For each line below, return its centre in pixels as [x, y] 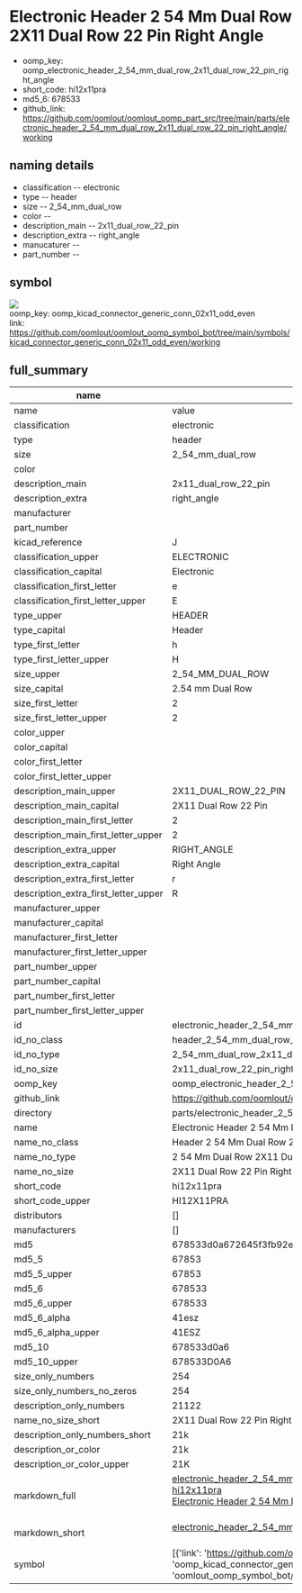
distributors [38, 1216]
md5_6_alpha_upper [57, 1333]
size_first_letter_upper [61, 718]
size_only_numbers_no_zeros [75, 1391]
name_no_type [45, 1157]
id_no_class [38, 1040]
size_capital [39, 689]
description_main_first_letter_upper [89, 835]
